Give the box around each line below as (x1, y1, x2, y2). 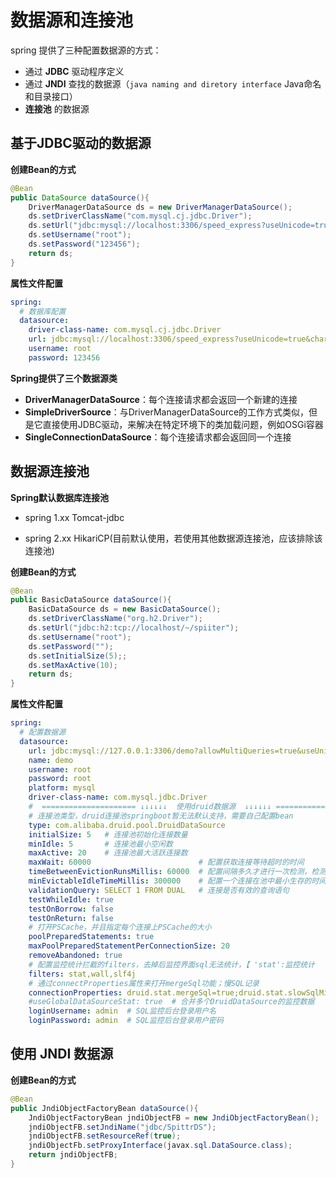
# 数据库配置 (19, 306, 67, 316)
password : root (28, 774, 92, 784)
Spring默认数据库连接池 (10, 491, 110, 503)
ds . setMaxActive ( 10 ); (28, 660, 118, 670)
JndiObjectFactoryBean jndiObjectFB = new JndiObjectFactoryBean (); (28, 1112, 320, 1123)
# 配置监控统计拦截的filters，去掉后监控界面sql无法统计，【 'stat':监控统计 (28, 959, 315, 970)
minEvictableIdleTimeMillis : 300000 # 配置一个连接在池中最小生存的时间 (28, 876, 327, 886)
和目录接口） (24, 90, 78, 102)
